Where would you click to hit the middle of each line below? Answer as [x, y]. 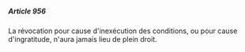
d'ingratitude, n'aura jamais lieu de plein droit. [83, 39]
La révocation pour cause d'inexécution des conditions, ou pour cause [123, 31]
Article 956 [27, 11]
